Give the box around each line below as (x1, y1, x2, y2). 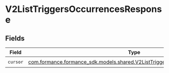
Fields (5, 34, 25, 42)
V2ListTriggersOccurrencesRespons (5, 3, 162, 15)
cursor (8, 59, 24, 64)
